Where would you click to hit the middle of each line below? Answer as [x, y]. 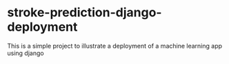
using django [26, 53]
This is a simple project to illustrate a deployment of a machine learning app [115, 46]
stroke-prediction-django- [84, 13]
